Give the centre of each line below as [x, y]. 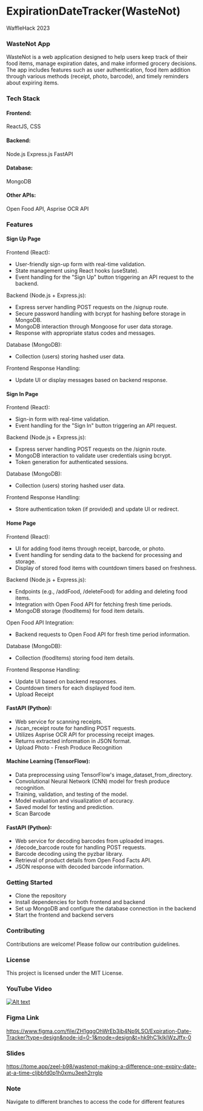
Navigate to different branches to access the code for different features [95, 1102]
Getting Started [29, 883]
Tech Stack [23, 98]
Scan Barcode [33, 813]
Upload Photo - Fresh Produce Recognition [69, 747]
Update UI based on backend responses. [66, 681]
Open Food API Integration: [40, 622]
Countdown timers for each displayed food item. [75, 688]
